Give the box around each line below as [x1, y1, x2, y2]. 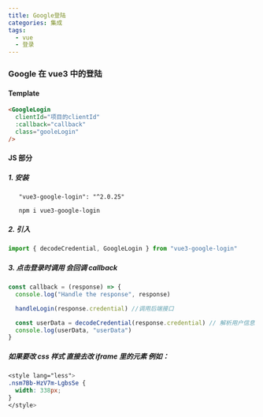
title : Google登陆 [8, 11, 66, 20]
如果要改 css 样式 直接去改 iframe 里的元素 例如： [8, 352, 169, 361]
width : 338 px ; [15, 386, 61, 394]
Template [8, 88, 40, 98]
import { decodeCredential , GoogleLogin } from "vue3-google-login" [8, 245, 238, 253]
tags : [8, 26, 26, 34]
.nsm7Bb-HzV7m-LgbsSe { [8, 379, 87, 387]
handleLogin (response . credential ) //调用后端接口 [15, 304, 175, 312]
